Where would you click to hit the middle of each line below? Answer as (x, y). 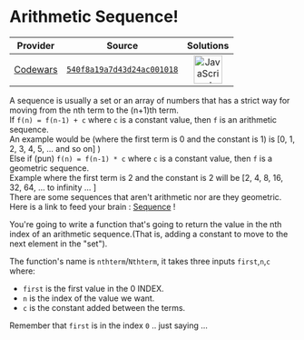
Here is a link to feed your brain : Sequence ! (93, 206)
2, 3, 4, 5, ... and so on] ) (55, 148)
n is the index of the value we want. (88, 298)
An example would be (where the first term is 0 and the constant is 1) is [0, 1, (152, 139)
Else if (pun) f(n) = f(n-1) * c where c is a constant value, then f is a (141, 158)
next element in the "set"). (59, 244)
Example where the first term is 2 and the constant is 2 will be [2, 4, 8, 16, (147, 177)
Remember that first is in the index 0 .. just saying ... (109, 325)
